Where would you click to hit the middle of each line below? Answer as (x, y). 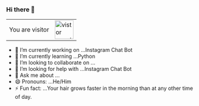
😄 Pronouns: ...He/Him (43, 82)
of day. (23, 97)
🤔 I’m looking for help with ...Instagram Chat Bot (73, 69)
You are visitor (29, 30)
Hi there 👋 (21, 10)
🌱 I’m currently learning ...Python (55, 57)
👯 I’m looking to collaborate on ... (55, 63)
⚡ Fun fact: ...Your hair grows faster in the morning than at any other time (104, 88)
